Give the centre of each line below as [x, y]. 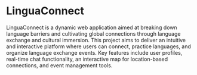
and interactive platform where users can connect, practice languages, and [98, 46]
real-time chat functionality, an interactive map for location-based [87, 59]
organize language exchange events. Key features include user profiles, [94, 52]
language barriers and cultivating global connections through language [93, 33]
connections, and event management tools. [59, 65]
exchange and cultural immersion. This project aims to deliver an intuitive [96, 40]
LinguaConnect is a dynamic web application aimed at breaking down [92, 27]
